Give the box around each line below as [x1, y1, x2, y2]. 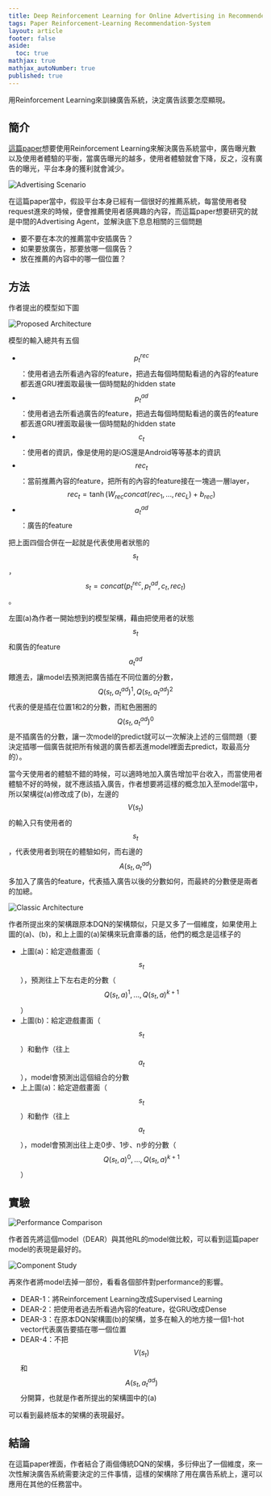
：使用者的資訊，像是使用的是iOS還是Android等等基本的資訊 [19, 447, 221, 456]
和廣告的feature [8, 642, 60, 652]
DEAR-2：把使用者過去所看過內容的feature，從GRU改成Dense [19, 1304, 227, 1315]
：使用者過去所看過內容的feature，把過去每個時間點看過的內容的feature [19, 369, 259, 378]
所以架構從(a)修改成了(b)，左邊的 [8, 790, 119, 799]
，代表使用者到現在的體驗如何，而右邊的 [8, 847, 143, 856]
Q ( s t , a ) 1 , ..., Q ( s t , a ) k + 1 [103, 989, 180, 1001]
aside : [8, 42, 31, 50]
